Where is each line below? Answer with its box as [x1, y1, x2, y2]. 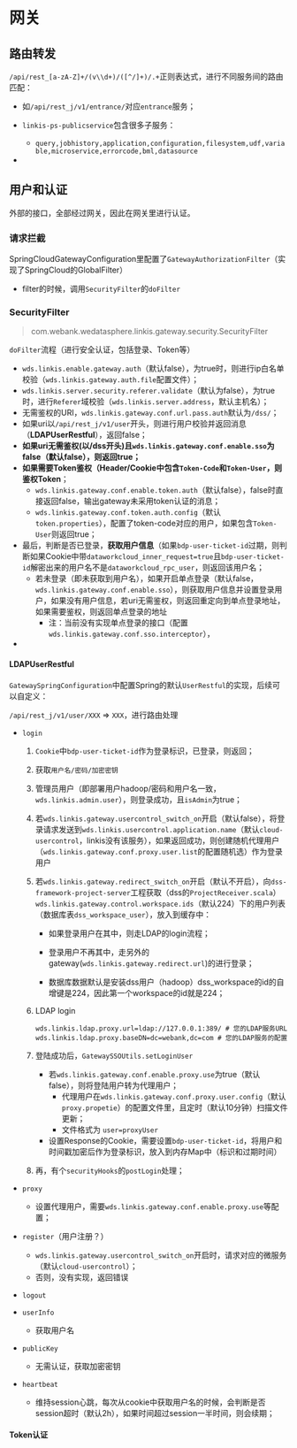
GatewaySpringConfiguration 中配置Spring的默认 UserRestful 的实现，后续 [9, 679, 273, 690]
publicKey [21, 1344, 59, 1353]
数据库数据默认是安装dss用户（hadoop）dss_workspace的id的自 [48, 977, 285, 987]
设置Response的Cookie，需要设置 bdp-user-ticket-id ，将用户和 [48, 1135, 283, 1145]
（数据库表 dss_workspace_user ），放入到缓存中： [34, 908, 212, 920]
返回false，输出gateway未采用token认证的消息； [42, 496, 221, 507]
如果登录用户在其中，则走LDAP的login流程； [48, 928, 210, 939]
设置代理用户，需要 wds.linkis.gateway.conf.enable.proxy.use [34, 1200, 263, 1212]
